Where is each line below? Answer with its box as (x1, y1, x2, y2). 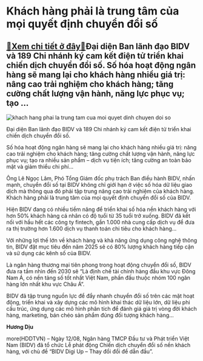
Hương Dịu (6, 324, 33, 330)
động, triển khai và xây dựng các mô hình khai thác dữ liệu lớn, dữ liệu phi (6, 299, 190, 306)
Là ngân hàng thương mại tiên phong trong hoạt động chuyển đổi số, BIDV (6, 261, 192, 268)
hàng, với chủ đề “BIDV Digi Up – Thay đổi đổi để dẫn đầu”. (6, 348, 153, 355)
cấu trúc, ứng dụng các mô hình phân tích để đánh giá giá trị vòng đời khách (6, 305, 197, 312)
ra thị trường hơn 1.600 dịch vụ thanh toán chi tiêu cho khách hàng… (6, 225, 177, 232)
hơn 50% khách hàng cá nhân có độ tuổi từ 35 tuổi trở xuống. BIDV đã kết (6, 212, 191, 219)
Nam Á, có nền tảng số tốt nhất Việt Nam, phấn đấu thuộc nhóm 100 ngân (6, 274, 191, 281)
